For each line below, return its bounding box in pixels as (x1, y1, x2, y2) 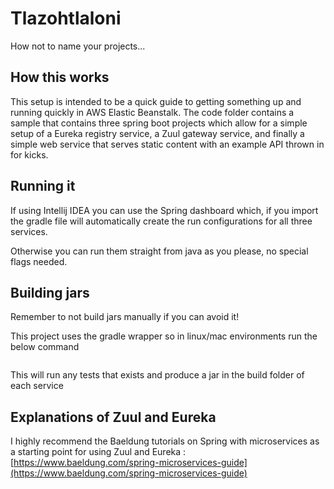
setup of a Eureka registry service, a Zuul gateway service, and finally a (10, 127, 305, 139)
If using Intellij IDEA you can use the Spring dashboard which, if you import (10, 204, 319, 216)
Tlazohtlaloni (10, 7, 122, 30)
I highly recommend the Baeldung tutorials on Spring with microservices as (10, 435, 320, 447)
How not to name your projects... (10, 40, 146, 52)
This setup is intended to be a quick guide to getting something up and (10, 95, 302, 107)
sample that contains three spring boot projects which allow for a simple (10, 117, 308, 129)
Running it (10, 178, 76, 195)
